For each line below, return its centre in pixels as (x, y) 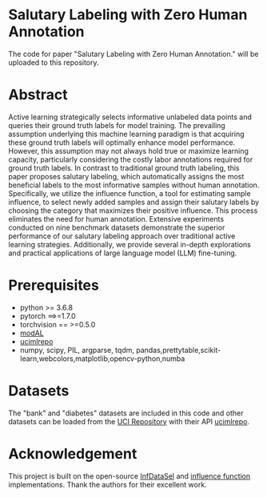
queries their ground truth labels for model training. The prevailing (117, 125)
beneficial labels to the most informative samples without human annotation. (134, 185)
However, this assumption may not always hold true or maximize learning (129, 150)
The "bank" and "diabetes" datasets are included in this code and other (126, 413)
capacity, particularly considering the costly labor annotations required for (131, 159)
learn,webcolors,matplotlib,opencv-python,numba (102, 359)
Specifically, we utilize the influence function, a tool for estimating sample (130, 193)
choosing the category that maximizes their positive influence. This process (133, 210)
